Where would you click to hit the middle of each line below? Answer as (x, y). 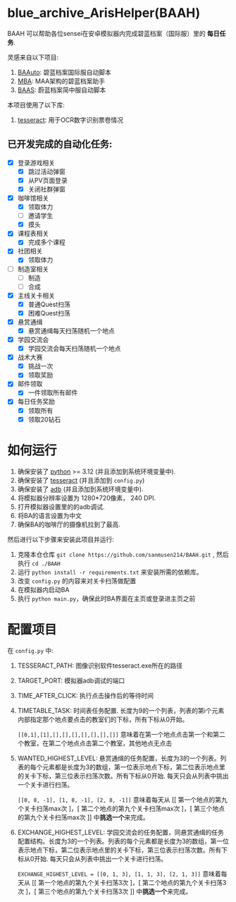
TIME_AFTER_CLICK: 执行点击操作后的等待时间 (85, 695)
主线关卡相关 (36, 295)
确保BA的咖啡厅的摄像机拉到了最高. (69, 524)
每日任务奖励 (36, 402)
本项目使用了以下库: (36, 104)
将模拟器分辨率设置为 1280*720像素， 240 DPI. (87, 498)
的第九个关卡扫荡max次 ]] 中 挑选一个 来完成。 (83, 817)
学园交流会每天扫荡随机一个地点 (74, 349)
